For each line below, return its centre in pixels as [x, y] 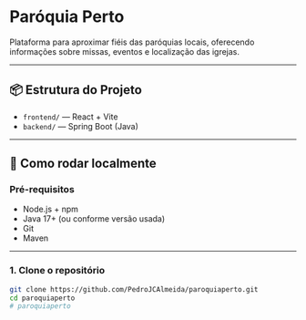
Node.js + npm [51, 209]
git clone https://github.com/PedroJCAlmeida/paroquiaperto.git [134, 289]
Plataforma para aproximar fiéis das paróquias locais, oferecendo [132, 42]
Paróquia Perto [67, 17]
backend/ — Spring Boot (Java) [81, 126]
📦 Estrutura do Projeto [76, 90]
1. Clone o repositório [57, 271]
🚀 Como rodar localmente [83, 164]
